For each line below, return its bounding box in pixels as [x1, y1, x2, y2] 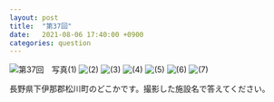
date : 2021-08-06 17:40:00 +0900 [9, 30, 144, 39]
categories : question [9, 38, 92, 48]
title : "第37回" [9, 22, 73, 31]
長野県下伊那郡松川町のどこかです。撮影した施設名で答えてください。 [9, 83, 270, 95]
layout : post [9, 13, 59, 23]
